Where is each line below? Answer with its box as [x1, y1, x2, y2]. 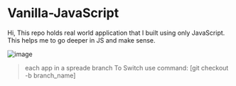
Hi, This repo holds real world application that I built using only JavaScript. [7, 28, 225, 37]
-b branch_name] [24, 71, 76, 80]
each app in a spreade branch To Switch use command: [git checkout [24, 63, 229, 72]
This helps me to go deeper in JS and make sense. [7, 36, 156, 44]
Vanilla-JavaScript [7, 5, 119, 21]
